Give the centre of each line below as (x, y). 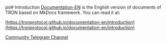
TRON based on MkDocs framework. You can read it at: (63, 12)
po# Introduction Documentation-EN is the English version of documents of (83, 7)
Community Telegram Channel (37, 37)
